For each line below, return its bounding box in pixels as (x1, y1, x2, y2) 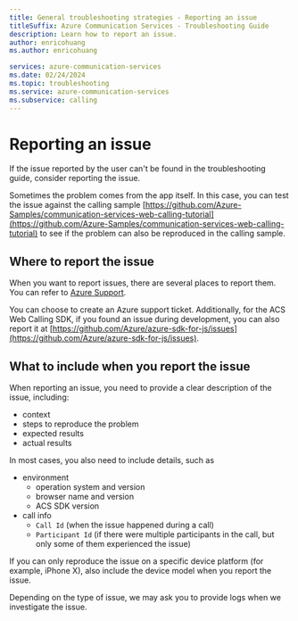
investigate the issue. (9, 601, 87, 612)
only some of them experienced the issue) (35, 539, 192, 550)
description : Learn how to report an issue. (9, 29, 178, 38)
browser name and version (35, 492, 135, 502)
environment (21, 472, 70, 483)
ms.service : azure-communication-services (9, 87, 170, 96)
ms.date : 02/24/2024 (9, 70, 87, 80)
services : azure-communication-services (9, 62, 162, 71)
